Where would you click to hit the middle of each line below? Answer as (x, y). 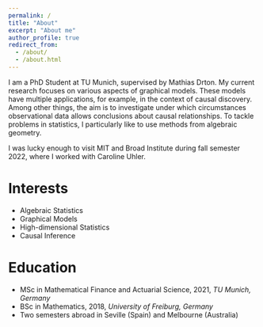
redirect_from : (33, 45)
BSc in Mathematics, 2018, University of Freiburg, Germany (116, 306)
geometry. (25, 132)
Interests (38, 189)
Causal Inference (48, 235)
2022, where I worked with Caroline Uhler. (77, 156)
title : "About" (33, 23)
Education (42, 268)
